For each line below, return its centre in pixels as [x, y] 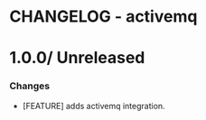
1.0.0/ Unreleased [77, 58]
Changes [30, 86]
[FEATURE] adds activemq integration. [94, 106]
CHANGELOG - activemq [103, 17]
